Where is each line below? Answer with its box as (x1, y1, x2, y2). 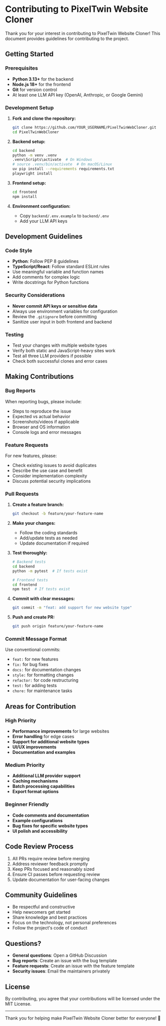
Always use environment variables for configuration (12, 308, 118, 314)
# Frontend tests (12, 577, 48, 582)
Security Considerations (5, 292, 65, 299)
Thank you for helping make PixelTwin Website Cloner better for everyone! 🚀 (5, 1015, 161, 1021)
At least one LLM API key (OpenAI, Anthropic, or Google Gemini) (12, 92, 143, 97)
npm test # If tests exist (12, 587, 70, 592)
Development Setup (5, 104, 54, 111)
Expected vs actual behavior (12, 413, 71, 419)
